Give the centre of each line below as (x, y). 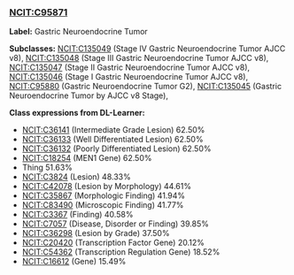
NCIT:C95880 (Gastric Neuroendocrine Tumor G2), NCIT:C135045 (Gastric (145, 87)
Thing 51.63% (47, 168)
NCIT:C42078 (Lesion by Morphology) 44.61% (107, 187)
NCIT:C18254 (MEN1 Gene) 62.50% (87, 158)
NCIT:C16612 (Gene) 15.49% (74, 262)
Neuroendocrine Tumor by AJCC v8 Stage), (89, 95)
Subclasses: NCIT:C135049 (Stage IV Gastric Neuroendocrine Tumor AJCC (147, 49)
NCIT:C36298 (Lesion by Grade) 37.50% (96, 233)
